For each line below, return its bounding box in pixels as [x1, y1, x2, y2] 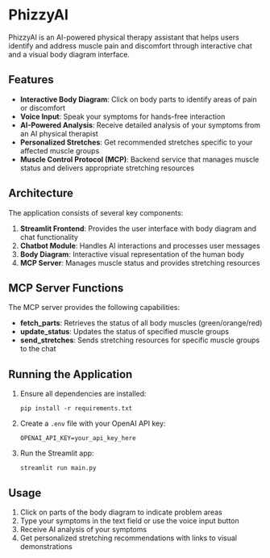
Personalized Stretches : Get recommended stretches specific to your [19, 137, 253, 147]
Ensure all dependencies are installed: [19, 389, 147, 399]
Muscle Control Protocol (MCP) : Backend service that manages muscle [19, 154, 260, 164]
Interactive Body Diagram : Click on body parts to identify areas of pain [19, 94, 257, 104]
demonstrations [19, 542, 73, 551]
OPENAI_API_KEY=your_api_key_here [19, 434, 136, 443]
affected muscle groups [19, 145, 100, 155]
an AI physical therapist [19, 128, 98, 138]
